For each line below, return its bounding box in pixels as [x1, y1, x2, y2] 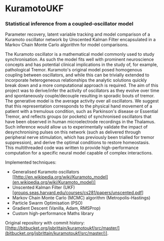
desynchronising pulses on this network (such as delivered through [5, 129, 141, 135]
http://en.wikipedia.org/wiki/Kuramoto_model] [15, 174, 108, 180]
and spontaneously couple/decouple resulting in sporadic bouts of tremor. [5, 93, 155, 99]
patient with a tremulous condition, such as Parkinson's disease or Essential [5, 109, 158, 114]
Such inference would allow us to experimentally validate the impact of [5, 124, 148, 130]
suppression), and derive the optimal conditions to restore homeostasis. [5, 140, 150, 146]
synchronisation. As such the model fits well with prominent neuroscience [5, 57, 154, 63]
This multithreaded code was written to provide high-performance [5, 145, 139, 151]
